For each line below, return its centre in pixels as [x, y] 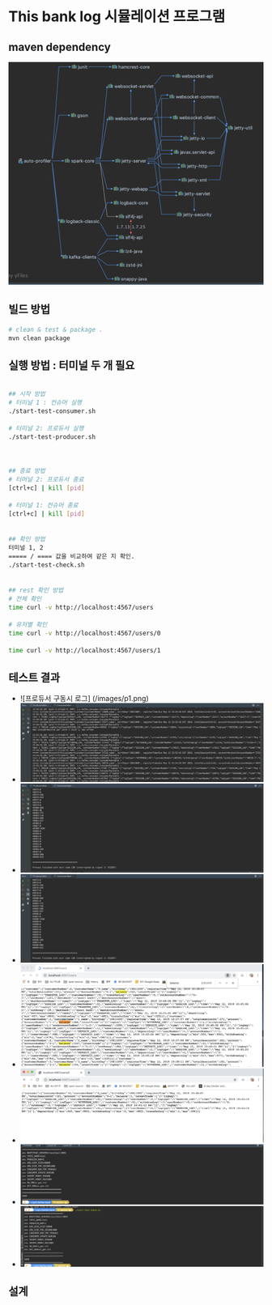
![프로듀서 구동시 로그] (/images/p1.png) [84, 699]
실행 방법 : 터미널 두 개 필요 [72, 365]
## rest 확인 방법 [36, 591]
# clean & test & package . [56, 329]
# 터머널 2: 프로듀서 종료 [46, 480]
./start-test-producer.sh [52, 437]
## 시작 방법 [27, 394]
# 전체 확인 [25, 599]
